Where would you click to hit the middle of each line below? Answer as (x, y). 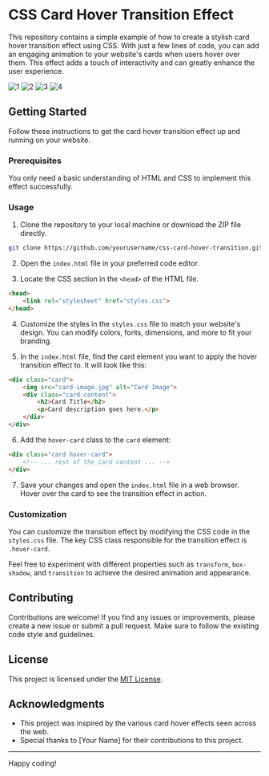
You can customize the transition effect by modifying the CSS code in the (129, 531)
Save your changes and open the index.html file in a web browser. (130, 485)
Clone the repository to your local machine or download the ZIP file (130, 225)
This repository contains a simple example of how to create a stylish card (129, 37)
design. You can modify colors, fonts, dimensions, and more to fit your (136, 332)
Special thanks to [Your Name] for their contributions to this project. (132, 741)
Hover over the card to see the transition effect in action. (113, 493)
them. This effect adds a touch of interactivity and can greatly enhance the (132, 63)
